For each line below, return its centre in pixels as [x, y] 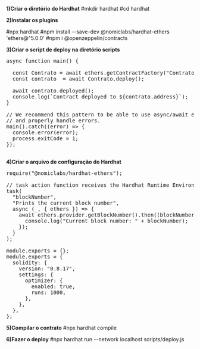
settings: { [36, 275]
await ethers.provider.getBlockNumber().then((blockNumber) [108, 215]
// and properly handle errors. [53, 121]
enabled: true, [53, 287]
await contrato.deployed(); [53, 91]
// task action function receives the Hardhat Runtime [88, 185]
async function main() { [42, 61]
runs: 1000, [49, 293]
